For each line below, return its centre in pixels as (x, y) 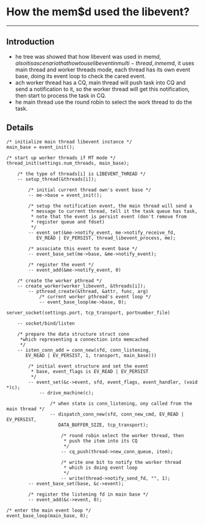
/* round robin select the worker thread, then (122, 435)
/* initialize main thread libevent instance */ (69, 142)
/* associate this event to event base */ (83, 248)
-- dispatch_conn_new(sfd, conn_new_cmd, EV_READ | (117, 414)
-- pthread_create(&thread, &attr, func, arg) (88, 291)
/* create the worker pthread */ (60, 281)
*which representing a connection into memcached (84, 339)
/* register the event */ (61, 264)
